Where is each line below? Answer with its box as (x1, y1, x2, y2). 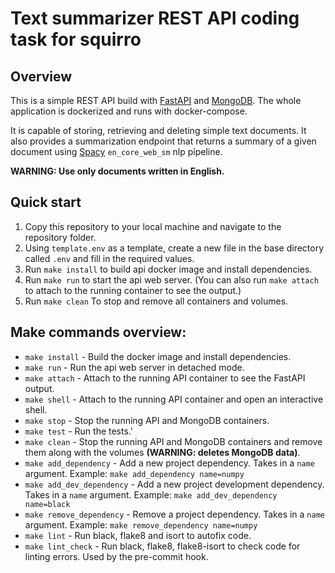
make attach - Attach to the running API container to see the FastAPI (24, 372, 306, 384)
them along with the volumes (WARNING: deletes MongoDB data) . (24, 446, 301, 458)
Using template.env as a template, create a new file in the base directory (24, 242, 325, 254)
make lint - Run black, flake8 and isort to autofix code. (24, 529, 252, 541)
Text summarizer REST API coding (10, 7, 300, 30)
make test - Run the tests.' (24, 425, 133, 437)
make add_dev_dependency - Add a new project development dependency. (24, 478, 325, 490)
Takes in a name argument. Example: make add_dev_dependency (24, 488, 278, 501)
